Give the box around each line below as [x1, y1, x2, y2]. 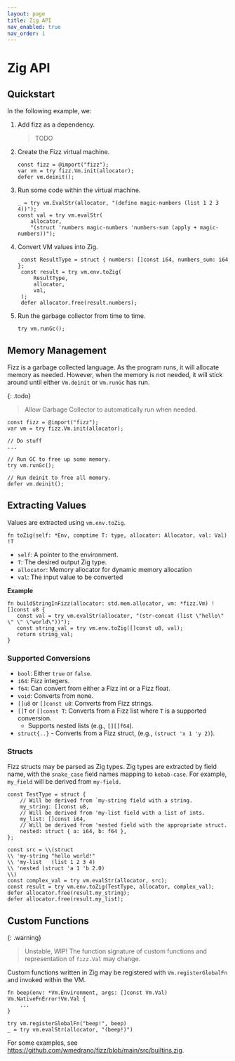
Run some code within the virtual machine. [17, 186, 141, 194]
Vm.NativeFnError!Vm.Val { [7, 996, 86, 1003]
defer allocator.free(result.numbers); [20, 300, 137, 307]
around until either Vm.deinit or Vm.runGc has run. [7, 378, 150, 387]
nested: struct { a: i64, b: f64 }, [20, 828, 128, 835]
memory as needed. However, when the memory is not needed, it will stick [7, 371, 223, 379]
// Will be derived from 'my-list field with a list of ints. [20, 810, 206, 817]
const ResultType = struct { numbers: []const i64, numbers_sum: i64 [20, 256, 229, 264]
